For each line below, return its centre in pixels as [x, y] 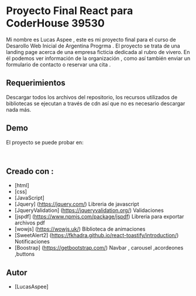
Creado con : [30, 171]
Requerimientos [36, 83]
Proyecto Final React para [70, 11]
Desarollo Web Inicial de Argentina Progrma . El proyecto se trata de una [93, 46]
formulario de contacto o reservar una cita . [59, 64]
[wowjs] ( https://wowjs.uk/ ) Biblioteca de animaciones [80, 229]
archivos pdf [30, 223]
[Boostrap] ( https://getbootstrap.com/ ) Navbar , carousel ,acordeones [99, 248]
